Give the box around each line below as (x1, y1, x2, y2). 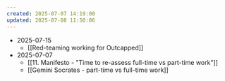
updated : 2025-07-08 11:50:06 (6, 17, 96, 24)
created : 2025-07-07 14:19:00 (6, 10, 96, 17)
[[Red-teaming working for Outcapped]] (27, 43, 144, 52)
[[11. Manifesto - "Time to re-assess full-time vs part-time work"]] (27, 58, 218, 66)
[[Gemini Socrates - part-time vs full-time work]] (27, 66, 169, 74)
